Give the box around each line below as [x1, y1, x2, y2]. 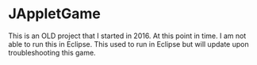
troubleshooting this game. [8, 48, 97, 57]
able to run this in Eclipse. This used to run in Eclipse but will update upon [8, 39, 249, 48]
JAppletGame [8, 5, 102, 23]
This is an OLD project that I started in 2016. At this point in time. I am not [8, 31, 247, 40]
